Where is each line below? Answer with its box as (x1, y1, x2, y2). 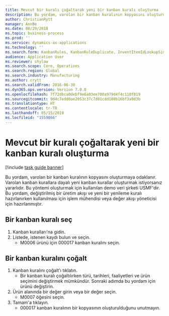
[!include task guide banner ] (5, 164, 64, 170)
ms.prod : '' (5, 36, 30, 41)
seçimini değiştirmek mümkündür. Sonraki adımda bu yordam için (20, 278, 156, 284)
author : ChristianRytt (5, 17, 53, 22)
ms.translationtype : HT (5, 101, 55, 106)
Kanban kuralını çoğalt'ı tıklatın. (12, 268, 78, 274)
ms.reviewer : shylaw (5, 59, 49, 64)
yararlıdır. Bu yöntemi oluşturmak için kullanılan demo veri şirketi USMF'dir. (5, 184, 160, 191)
